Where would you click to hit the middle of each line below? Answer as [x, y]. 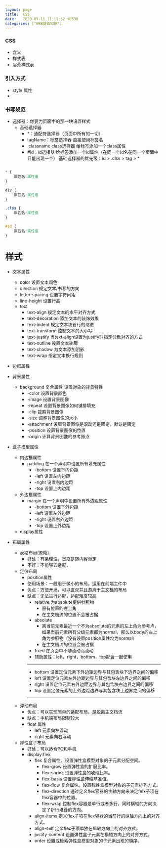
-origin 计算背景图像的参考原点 [58, 436]
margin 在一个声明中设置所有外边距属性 [67, 500]
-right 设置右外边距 [54, 519]
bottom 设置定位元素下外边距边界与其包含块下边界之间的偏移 [96, 672]
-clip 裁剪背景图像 [45, 411]
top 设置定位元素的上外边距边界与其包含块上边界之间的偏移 [95, 690]
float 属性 [37, 724]
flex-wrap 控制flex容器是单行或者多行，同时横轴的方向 [97, 803]
